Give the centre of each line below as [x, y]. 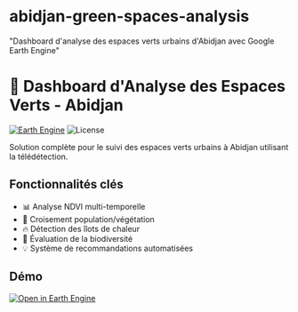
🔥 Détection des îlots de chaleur [81, 228]
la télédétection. [39, 156]
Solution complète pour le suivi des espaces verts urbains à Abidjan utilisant [149, 147]
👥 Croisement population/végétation [89, 219]
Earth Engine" [34, 50]
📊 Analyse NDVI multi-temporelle [84, 206]
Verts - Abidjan [66, 105]
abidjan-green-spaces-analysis [129, 16]
